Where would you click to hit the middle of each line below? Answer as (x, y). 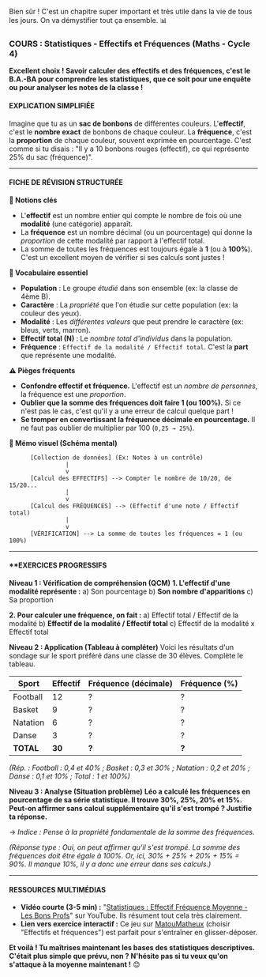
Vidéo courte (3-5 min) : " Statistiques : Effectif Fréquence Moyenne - (134, 907)
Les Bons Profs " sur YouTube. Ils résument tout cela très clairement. (131, 915)
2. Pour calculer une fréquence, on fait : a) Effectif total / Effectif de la (124, 615)
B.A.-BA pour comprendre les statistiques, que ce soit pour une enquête (130, 79)
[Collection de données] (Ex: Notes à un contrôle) (116, 458)
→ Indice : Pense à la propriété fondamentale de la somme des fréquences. (132, 832)
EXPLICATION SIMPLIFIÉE (52, 105)
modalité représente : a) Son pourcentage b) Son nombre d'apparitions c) (131, 591)
